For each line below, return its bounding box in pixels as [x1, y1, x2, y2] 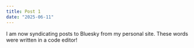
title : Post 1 [6, 8, 41, 15]
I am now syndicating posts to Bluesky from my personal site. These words [6, 30, 189, 37]
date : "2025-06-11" [6, 14, 54, 20]
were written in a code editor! [6, 36, 78, 43]
